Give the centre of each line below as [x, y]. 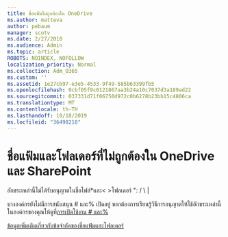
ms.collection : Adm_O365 [42, 71]
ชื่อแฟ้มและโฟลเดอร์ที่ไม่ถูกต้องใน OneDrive [111, 156]
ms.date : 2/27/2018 [35, 39]
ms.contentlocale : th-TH [42, 109]
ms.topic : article [33, 52]
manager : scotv [29, 33]
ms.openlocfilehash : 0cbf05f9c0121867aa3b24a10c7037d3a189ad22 [99, 90]
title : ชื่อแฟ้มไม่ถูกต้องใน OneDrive [50, 13]
